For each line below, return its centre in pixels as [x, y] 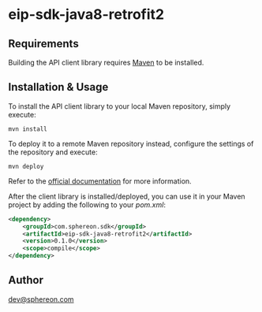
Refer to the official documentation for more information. [100, 181]
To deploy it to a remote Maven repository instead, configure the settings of [131, 143]
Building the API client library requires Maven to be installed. [106, 62]
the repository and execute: [53, 152]
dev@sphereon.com [41, 299]
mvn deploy [26, 166]
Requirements [43, 44]
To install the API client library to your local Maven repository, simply [120, 106]
